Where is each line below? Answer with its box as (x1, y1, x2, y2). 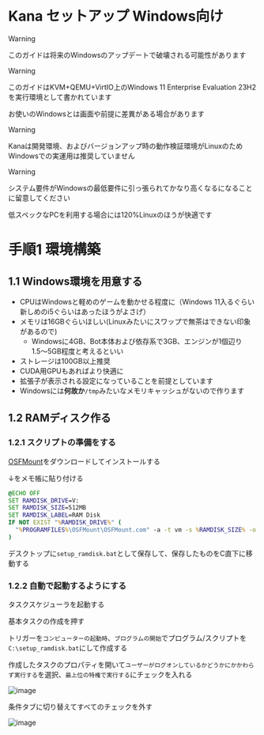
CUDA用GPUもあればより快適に (19, 366, 124, 376)
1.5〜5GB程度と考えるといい (31, 346, 124, 356)
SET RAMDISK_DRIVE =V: (8, 496, 80, 505)
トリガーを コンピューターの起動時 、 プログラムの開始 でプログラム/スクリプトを (8, 634, 247, 643)
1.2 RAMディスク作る (8, 411, 111, 425)
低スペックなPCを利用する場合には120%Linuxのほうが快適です (8, 210, 213, 219)
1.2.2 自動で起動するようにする (8, 580, 126, 591)
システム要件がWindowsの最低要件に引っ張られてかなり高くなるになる (8, 183, 239, 192)
